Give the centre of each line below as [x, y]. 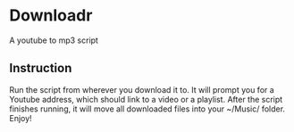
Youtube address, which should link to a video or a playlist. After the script [146, 99]
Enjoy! [21, 118]
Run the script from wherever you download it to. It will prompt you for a [142, 89]
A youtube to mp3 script [54, 40]
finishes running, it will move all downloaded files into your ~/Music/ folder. [147, 109]
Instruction [41, 68]
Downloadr [51, 16]
